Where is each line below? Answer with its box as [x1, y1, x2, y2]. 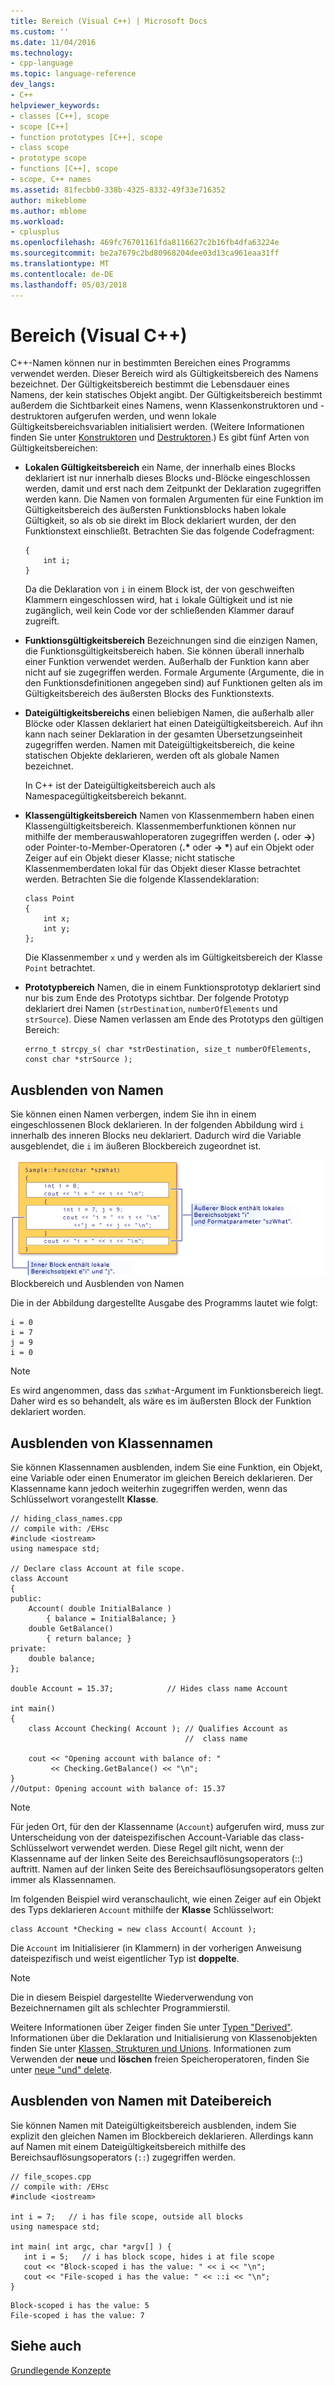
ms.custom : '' [10, 26, 70, 37]
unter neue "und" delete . [10, 2064, 113, 2075]
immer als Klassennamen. [10, 1874, 117, 1885]
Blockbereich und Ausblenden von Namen [10, 1278, 185, 1290]
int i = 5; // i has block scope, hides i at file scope [23, 2251, 275, 2262]
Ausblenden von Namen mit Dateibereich [10, 2093, 272, 2110]
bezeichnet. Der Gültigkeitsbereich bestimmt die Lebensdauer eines [10, 378, 290, 390]
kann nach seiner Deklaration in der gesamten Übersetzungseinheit [24, 728, 303, 740]
